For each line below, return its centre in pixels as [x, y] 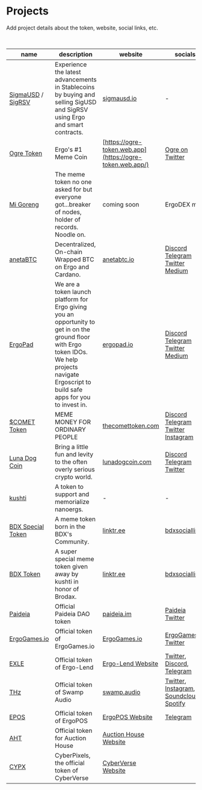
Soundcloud [182, 695]
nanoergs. [69, 509]
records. [67, 227]
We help [66, 359]
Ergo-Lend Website [130, 664]
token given [72, 566]
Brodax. [66, 596]
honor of [67, 589]
